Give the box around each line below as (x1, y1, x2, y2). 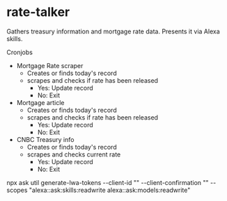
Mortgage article (16, 98, 65, 106)
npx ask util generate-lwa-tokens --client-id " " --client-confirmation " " (6, 178, 210, 186)
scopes (6, 186, 28, 194)
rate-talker (6, 4, 70, 20)
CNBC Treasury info (16, 135, 75, 143)
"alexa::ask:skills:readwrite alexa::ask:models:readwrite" (29, 186, 191, 194)
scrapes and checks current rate (26, 150, 121, 159)
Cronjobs (6, 48, 33, 56)
